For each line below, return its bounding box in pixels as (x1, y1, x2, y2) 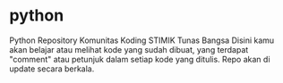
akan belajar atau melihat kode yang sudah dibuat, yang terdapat (9, 44, 249, 54)
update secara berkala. (9, 63, 95, 74)
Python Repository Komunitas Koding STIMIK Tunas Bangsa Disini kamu (9, 35, 275, 46)
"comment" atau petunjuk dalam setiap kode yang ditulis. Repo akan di (9, 54, 270, 64)
